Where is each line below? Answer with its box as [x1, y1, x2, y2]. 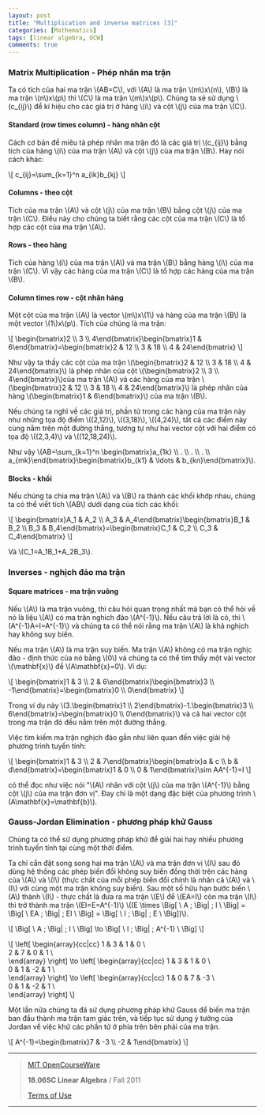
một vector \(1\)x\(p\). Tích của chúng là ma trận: [8, 319, 167, 328]
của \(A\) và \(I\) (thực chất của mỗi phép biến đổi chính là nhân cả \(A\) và [8, 875, 251, 884]
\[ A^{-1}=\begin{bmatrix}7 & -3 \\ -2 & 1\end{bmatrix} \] [8, 1037, 189, 1046]
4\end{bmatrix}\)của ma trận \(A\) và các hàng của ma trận [8, 375, 200, 384]
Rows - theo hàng [8, 240, 67, 250]
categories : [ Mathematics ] [8, 26, 97, 34]
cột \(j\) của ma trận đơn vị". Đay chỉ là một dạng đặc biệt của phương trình [8, 788, 252, 798]
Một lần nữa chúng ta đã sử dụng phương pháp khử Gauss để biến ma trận [8, 1005, 250, 1015]
